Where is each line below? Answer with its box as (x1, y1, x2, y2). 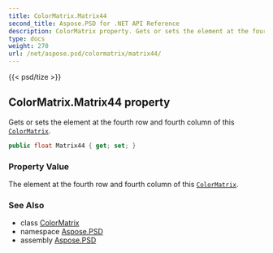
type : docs (8, 34, 45, 43)
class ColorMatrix (19, 218, 80, 228)
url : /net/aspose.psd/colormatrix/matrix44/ (8, 50, 162, 58)
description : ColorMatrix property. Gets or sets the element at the (8, 27, 249, 35)
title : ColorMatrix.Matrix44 (8, 11, 107, 20)
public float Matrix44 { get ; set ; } (8, 142, 136, 150)
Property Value (8, 160, 70, 172)
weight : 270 (8, 42, 49, 50)
